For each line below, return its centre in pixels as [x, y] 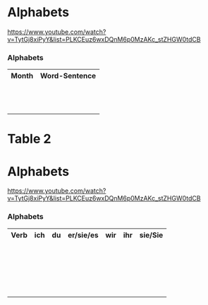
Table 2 [29, 139]
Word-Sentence [68, 76]
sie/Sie [151, 235]
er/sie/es [83, 235]
